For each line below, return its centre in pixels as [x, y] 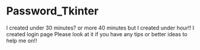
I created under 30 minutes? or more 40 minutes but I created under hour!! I [100, 28]
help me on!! [22, 40]
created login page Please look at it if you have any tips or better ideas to [97, 34]
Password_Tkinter [52, 11]
